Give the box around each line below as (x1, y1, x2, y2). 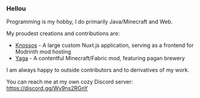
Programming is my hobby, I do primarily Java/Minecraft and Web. (6, 18, 173, 26)
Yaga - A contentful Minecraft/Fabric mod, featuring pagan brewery (15, 55, 185, 62)
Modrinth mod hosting (15, 48, 71, 55)
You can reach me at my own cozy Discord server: (6, 78, 133, 86)
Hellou (6, 4, 26, 13)
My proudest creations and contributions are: (6, 30, 120, 37)
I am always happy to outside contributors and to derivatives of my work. (6, 66, 190, 74)
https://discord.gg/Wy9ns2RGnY (6, 85, 88, 92)
